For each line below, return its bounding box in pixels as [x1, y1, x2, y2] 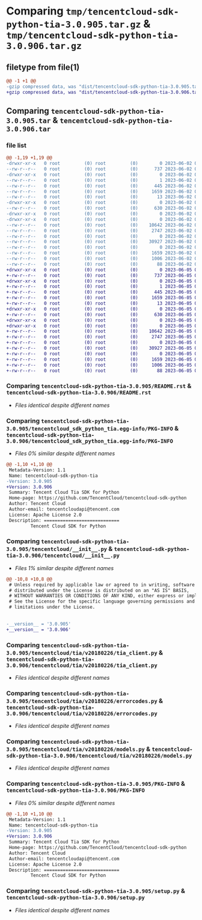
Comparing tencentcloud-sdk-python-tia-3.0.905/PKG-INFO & [6, 780, 185, 788]
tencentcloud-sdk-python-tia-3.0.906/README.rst [6, 390, 151, 396]
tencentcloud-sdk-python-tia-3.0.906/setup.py [6, 894, 145, 901]
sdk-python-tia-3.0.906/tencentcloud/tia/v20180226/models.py [6, 753, 192, 759]
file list [6, 141, 27, 149]
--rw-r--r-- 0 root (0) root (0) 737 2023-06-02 [6, 166, 192, 172]
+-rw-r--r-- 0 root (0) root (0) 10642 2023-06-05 [6, 328, 192, 335]
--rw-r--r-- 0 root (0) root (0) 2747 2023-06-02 [6, 228, 192, 234]
